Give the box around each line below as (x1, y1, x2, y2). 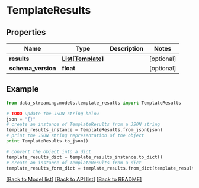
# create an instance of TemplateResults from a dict (6, 160, 142, 166)
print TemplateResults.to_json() (6, 138, 89, 144)
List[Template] (62, 54, 104, 63)
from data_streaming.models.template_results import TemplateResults (6, 100, 182, 106)
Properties (6, 27, 46, 37)
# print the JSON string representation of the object (6, 132, 145, 139)
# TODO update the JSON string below (6, 111, 99, 116)
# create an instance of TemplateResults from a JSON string (6, 122, 161, 128)
